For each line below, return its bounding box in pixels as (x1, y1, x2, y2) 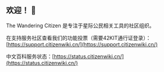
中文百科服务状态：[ (6, 53, 54, 60)
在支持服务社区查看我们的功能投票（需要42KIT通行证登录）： (6, 34, 151, 41)
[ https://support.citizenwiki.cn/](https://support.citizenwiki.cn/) (6, 41, 158, 48)
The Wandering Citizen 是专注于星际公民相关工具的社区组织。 (6, 22, 155, 29)
